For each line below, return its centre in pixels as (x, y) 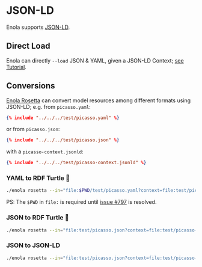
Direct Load (28, 46)
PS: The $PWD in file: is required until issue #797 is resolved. (81, 202)
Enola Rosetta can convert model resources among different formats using (99, 100)
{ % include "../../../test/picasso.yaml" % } (63, 118)
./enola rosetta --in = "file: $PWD (48, 191)
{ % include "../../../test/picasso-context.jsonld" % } (76, 163)
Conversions (31, 86)
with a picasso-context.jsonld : (45, 152)
